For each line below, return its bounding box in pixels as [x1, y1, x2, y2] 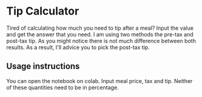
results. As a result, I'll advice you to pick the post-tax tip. [6, 44, 150, 51]
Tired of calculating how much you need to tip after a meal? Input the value [6, 24, 194, 32]
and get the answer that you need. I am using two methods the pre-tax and [6, 30, 194, 38]
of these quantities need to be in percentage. [6, 84, 120, 91]
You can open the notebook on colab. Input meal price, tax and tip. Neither [6, 77, 193, 84]
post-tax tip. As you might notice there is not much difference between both [6, 37, 196, 44]
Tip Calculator [6, 4, 79, 18]
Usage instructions [6, 61, 80, 72]
